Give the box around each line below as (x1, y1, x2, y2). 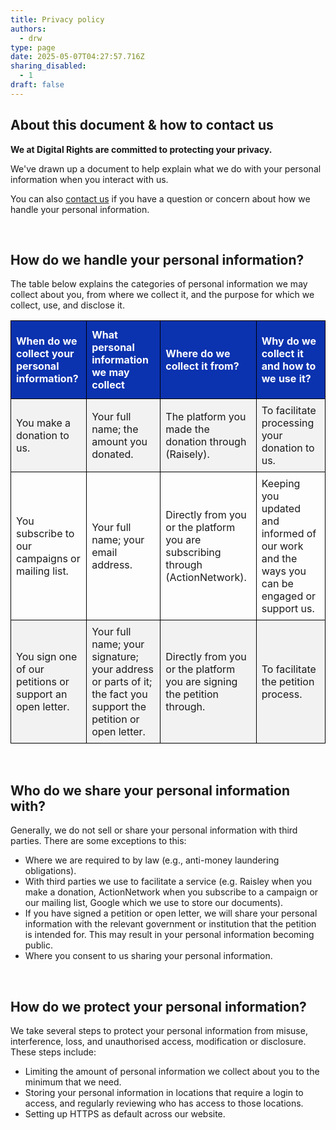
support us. (261, 602, 315, 616)
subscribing (165, 546, 222, 560)
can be (261, 577, 294, 591)
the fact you (91, 687, 148, 701)
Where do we (165, 347, 231, 361)
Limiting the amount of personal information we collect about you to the (24, 1066, 320, 1077)
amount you (91, 435, 148, 449)
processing (261, 416, 315, 430)
